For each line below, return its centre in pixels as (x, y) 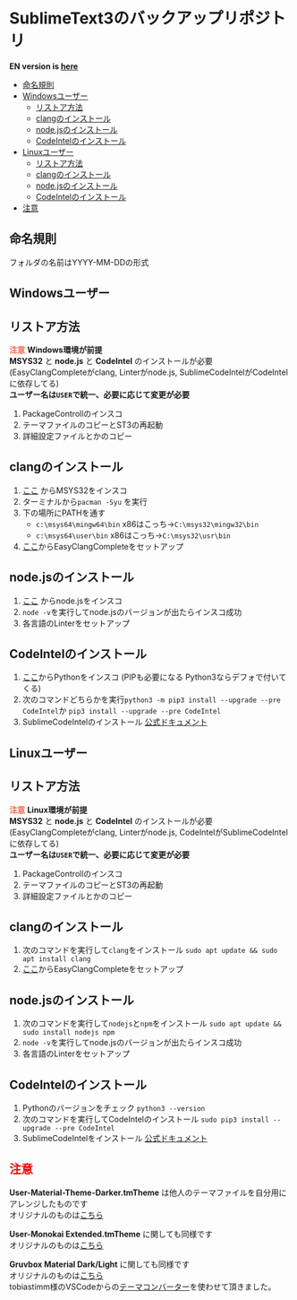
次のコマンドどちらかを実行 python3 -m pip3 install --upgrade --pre (151, 699)
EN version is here (44, 66)
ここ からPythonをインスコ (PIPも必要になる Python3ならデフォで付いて (154, 677)
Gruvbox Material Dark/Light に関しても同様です (100, 1264)
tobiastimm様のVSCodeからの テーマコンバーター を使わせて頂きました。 (143, 1287)
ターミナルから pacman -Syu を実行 (85, 501)
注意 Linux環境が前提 (48, 810)
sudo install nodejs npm (68, 1033)
